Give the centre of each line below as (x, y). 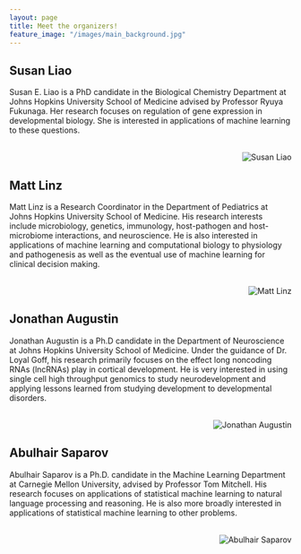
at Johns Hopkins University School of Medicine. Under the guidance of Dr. (148, 350)
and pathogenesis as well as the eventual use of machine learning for (138, 255)
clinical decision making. (55, 264)
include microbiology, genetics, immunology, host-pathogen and (129, 226)
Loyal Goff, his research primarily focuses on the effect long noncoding (141, 359)
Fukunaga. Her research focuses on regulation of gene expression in (136, 111)
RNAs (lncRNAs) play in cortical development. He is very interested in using (149, 369)
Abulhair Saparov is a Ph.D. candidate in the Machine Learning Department (147, 474)
